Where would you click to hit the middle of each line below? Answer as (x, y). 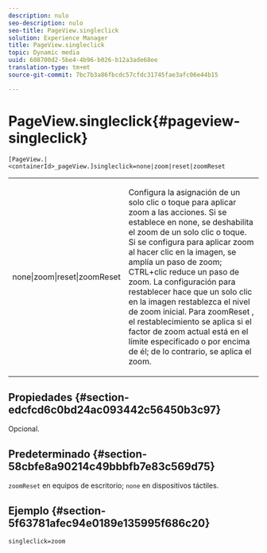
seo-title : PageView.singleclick (64, 30)
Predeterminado (49, 454)
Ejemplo (29, 510)
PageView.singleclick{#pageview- (124, 121)
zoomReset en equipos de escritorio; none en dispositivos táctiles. (114, 485)
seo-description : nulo (46, 23)
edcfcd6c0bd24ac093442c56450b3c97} (114, 409)
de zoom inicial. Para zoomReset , (191, 311)
